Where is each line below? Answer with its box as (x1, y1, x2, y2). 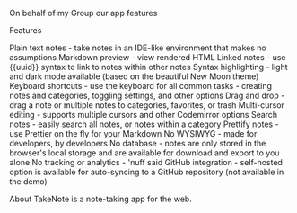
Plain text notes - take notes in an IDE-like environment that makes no (9, 42, 267, 53)
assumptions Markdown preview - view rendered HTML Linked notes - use (9, 52, 286, 62)
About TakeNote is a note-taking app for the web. (9, 193, 193, 204)
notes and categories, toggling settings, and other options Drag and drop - (9, 90, 285, 101)
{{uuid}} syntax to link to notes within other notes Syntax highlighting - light (9, 62, 289, 72)
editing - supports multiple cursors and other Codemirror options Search (9, 110, 278, 120)
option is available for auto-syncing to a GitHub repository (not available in (9, 166, 284, 177)
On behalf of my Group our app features (9, 8, 158, 18)
